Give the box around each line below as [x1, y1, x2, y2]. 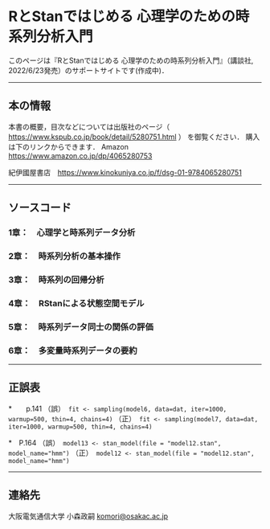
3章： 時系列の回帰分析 [8, 274, 104, 285]
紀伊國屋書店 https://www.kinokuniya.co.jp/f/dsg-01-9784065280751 [8, 167, 243, 177]
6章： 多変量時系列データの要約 [8, 345, 138, 356]
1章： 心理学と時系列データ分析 [8, 227, 136, 238]
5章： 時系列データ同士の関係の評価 [8, 321, 154, 332]
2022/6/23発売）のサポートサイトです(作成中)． [8, 65, 169, 75]
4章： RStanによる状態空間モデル [8, 297, 145, 309]
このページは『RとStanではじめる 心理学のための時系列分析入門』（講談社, [8, 55, 254, 65]
